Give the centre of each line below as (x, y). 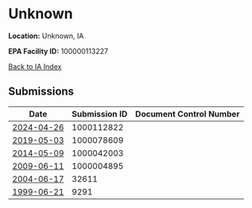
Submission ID (99, 114)
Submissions (41, 92)
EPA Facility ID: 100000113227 (58, 51)
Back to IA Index (35, 66)
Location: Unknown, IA (46, 36)
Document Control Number (187, 114)
